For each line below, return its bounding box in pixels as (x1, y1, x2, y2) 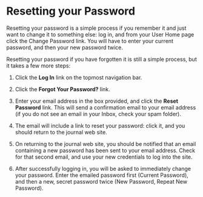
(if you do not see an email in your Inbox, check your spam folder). (15, 110, 182, 117)
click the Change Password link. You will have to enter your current (6, 37, 174, 44)
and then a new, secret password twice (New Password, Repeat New (15, 178, 188, 185)
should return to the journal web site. (15, 128, 107, 136)
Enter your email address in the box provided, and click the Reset (15, 97, 179, 105)
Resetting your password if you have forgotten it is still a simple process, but (6, 55, 197, 63)
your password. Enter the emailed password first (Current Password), (15, 171, 189, 179)
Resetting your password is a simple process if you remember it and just (6, 24, 187, 32)
